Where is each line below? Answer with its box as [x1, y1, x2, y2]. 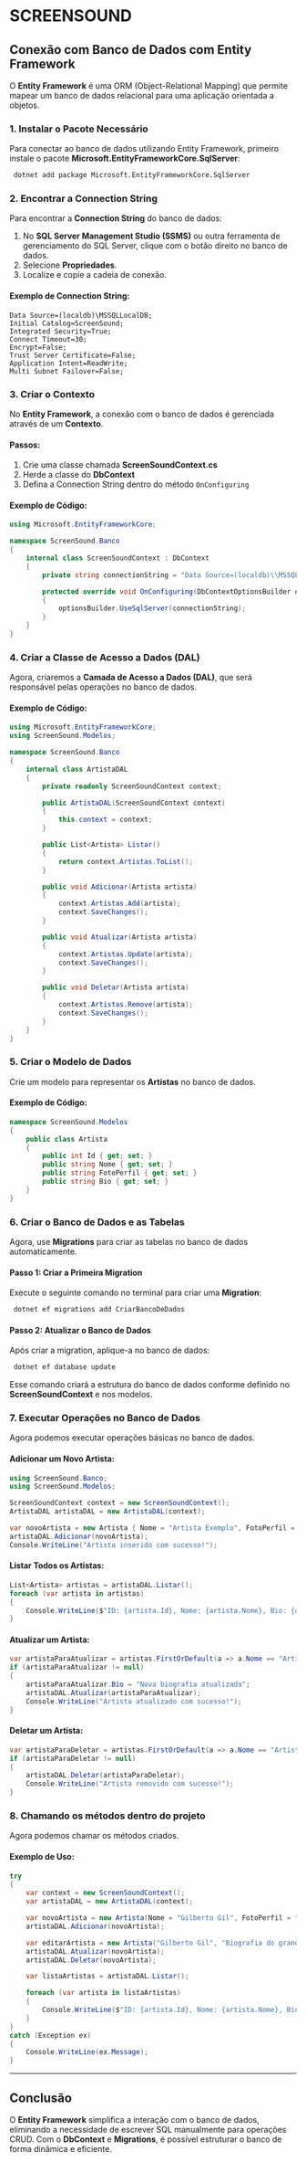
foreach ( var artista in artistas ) [9, 1588, 145, 1598]
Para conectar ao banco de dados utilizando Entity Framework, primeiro [9, 143, 280, 154]
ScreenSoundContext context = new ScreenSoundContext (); [9, 1499, 230, 1508]
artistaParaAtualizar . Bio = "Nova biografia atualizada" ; [25, 1680, 250, 1690]
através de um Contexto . [9, 417, 104, 429]
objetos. [9, 100, 40, 111]
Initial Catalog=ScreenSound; [9, 319, 125, 328]
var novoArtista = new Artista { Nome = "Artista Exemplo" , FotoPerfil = [9, 1524, 296, 1533]
